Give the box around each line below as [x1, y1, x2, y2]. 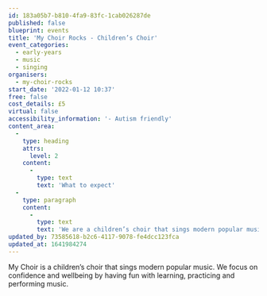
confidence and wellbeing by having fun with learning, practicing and [8, 271, 235, 280]
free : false [8, 93, 48, 101]
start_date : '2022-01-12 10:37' [8, 85, 115, 94]
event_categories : [8, 41, 69, 49]
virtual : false [8, 108, 59, 116]
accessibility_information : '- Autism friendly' [8, 115, 172, 123]
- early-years [15, 48, 62, 56]
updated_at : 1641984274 [8, 240, 87, 248]
